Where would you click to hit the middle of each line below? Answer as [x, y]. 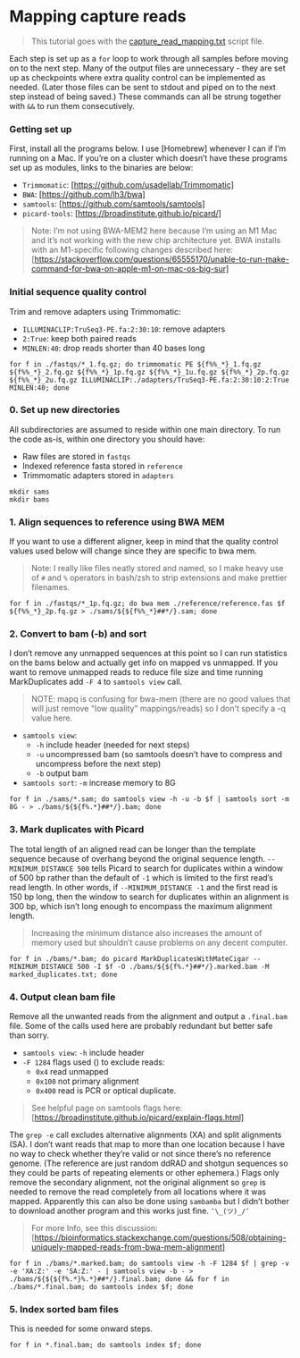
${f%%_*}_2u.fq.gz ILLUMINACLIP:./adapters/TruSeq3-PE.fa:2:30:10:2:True [150, 380]
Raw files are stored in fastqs [76, 456]
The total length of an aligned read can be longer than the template [133, 849]
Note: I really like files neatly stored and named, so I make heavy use [157, 569]
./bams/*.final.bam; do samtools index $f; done [101, 1287]
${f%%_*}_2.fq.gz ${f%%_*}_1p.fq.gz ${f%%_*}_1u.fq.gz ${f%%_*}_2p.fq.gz [150, 372]
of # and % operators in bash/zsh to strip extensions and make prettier [159, 578]
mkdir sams [29, 492]
